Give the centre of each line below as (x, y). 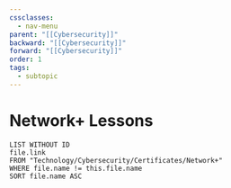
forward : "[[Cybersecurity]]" (66, 51)
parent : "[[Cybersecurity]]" (64, 34)
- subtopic (38, 76)
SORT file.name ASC (46, 176)
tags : (19, 68)
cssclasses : (31, 18)
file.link (28, 152)
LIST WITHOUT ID (40, 145)
